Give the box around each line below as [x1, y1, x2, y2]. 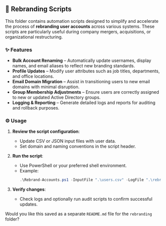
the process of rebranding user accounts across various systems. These [5, 23, 155, 29]
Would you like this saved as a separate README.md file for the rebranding [5, 211, 152, 217]
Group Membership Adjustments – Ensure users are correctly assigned [12, 89, 160, 95]
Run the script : [12, 153, 43, 159]
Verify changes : [12, 186, 46, 192]
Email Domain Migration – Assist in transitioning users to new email [12, 79, 150, 85]
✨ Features [5, 46, 33, 53]
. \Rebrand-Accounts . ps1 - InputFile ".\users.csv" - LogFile [19, 177, 144, 182]
